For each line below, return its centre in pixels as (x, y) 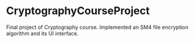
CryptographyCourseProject (78, 11)
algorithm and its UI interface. (42, 33)
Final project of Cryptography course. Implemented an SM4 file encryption (97, 27)
